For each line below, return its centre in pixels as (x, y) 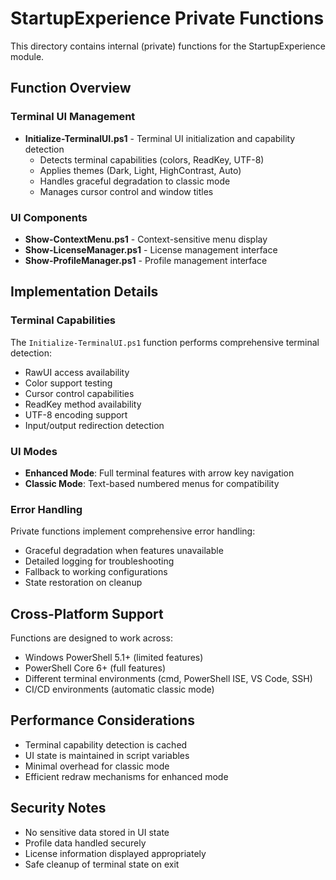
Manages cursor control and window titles (126, 191)
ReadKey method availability (83, 404)
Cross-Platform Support (87, 613)
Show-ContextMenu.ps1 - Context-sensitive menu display (146, 239)
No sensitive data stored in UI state (97, 832)
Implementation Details (84, 292)
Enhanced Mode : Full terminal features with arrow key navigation (159, 473)
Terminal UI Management (73, 117)
